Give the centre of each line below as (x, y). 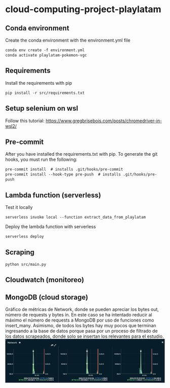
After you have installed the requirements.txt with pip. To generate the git (81, 154)
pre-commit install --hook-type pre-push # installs (63, 174)
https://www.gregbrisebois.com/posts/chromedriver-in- (104, 121)
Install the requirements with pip (39, 83)
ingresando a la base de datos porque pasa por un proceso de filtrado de (81, 331)
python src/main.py (26, 265)
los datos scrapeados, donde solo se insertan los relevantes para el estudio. (85, 336)
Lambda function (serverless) (53, 195)
